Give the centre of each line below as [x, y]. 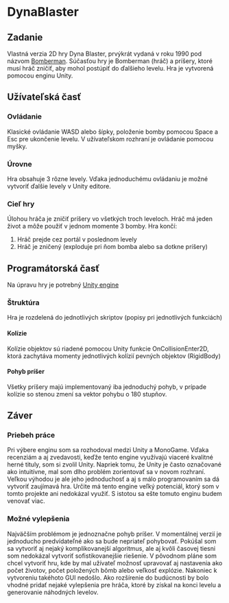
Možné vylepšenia [38, 519]
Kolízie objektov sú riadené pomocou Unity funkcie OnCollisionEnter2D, [108, 348]
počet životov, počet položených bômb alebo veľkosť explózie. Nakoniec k [112, 570]
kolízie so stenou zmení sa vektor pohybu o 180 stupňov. [87, 394]
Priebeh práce [31, 435]
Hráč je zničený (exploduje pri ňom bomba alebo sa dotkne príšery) [112, 247]
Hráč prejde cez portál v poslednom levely [77, 239]
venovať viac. [26, 501]
